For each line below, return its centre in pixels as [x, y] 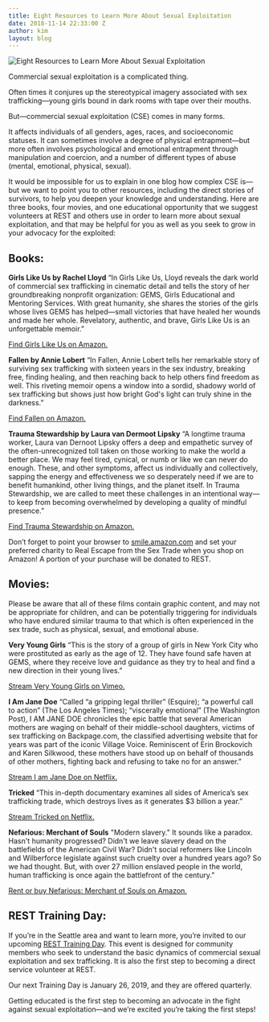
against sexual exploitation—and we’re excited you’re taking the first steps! [132, 1009]
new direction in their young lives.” [65, 670]
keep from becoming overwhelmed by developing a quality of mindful [132, 503]
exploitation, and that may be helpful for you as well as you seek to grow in [132, 224]
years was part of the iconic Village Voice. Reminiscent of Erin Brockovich [130, 744]
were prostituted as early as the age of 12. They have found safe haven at [130, 653]
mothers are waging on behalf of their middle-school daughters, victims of [132, 727]
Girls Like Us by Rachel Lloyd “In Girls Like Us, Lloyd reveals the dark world [133, 277]
